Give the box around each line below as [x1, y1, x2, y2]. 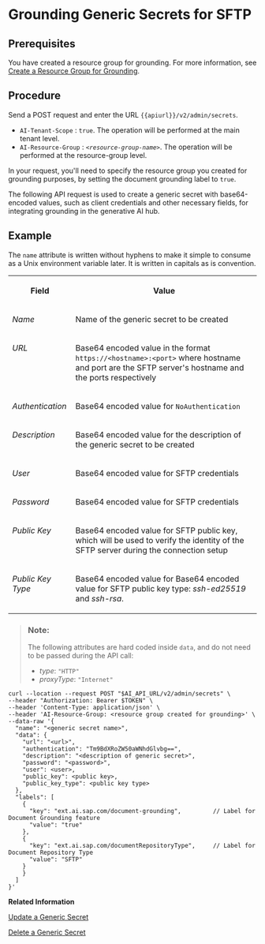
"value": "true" [28, 821, 83, 829]
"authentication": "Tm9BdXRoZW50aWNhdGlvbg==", [22, 744, 181, 753]
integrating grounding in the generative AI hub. [8, 206, 160, 215]
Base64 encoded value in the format [75, 342, 211, 353]
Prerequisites [8, 37, 76, 51]
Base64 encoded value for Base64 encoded [75, 573, 240, 584]
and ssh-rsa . [75, 593, 125, 604]
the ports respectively [75, 372, 156, 383]
